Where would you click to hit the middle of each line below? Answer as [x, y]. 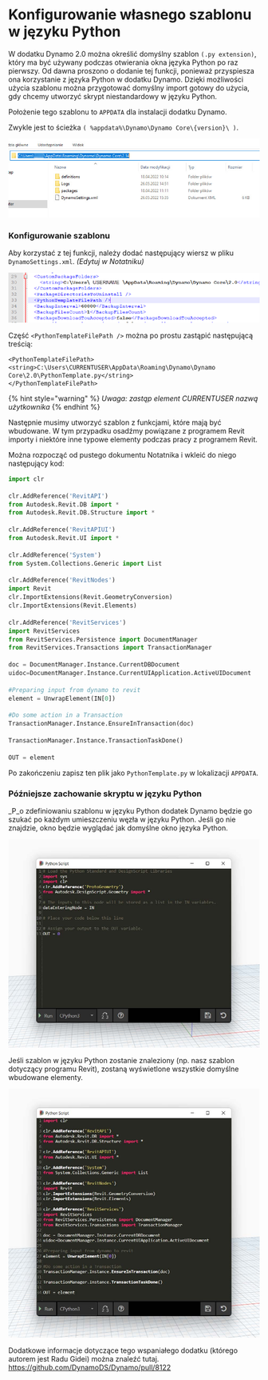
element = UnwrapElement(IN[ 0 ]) [62, 698]
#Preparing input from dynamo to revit [75, 690]
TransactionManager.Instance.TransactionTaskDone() [96, 741]
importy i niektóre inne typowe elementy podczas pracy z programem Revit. [133, 439]
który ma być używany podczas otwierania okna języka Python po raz [123, 62]
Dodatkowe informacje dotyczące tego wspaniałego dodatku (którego [123, 1350]
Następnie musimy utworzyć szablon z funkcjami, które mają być [115, 422]
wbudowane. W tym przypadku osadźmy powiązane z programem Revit [126, 430]
